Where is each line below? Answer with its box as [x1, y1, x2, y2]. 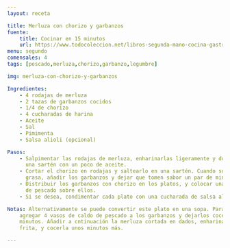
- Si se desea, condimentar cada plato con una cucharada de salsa [19, 193, 216, 200]
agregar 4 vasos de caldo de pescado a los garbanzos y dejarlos [19, 212, 210, 219]
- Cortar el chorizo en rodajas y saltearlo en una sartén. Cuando [19, 168, 216, 175]
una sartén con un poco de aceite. [25, 162, 127, 169]
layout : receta [7, 10, 51, 17]
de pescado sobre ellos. [25, 186, 97, 194]
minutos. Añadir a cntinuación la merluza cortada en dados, [19, 219, 197, 225]
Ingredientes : [7, 85, 48, 92]
